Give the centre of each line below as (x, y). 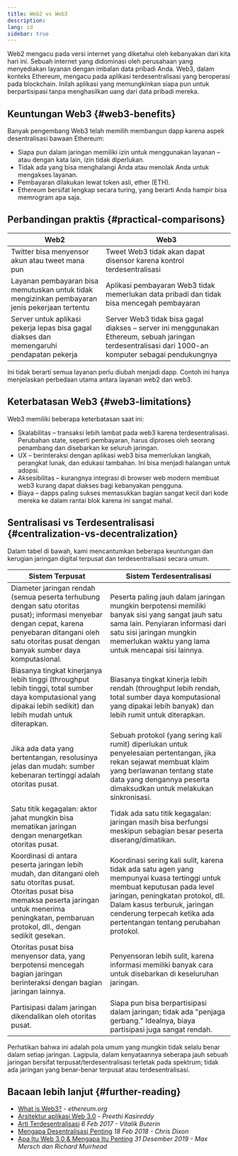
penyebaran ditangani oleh (56, 632)
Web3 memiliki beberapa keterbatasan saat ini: (76, 418)
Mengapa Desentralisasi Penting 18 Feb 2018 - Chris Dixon (103, 1131)
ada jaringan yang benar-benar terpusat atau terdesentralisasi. (98, 1069)
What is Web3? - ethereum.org (62, 1109)
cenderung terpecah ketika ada (162, 913)
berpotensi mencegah (47, 965)
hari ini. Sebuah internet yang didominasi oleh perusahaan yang (100, 62)
